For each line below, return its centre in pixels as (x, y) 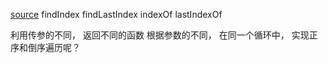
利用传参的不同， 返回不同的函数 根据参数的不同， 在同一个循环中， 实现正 (164, 35)
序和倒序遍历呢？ (45, 47)
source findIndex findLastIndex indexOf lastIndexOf (116, 14)
